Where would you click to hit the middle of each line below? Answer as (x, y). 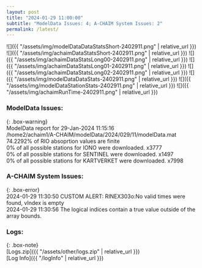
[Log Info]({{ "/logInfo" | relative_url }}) (55, 258)
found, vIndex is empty (35, 202)
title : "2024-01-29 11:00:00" (45, 18)
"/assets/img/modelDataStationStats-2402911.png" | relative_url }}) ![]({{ (98, 86)
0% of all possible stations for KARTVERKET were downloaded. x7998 (95, 161)
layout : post (23, 12)
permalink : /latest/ (33, 29)
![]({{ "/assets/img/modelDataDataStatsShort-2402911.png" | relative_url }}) (102, 47)
